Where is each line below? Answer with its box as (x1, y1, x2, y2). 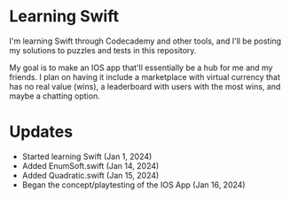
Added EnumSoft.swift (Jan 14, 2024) (21, 160, 160, 171)
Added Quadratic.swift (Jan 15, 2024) (21, 170, 160, 180)
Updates (9, 122, 74, 142)
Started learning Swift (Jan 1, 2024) (21, 151, 153, 162)
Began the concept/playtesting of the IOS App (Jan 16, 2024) (21, 179, 246, 190)
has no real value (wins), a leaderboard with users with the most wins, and (9, 81, 281, 92)
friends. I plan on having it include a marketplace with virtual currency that (9, 71, 281, 82)
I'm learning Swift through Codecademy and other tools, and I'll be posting (9, 36, 282, 46)
